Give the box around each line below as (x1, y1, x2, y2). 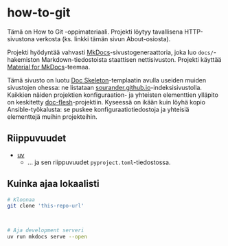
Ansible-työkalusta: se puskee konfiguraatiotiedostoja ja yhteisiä (7, 105, 190, 113)
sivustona (7, 34, 35, 43)
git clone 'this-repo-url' (7, 203, 84, 210)
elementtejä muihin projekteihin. (7, 112, 98, 121)
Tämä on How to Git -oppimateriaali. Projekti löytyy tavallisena (7, 27, 183, 36)
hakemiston (7, 55, 40, 63)
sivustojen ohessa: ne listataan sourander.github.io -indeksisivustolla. (7, 83, 203, 91)
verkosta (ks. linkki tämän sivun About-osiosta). (36, 34, 171, 43)
